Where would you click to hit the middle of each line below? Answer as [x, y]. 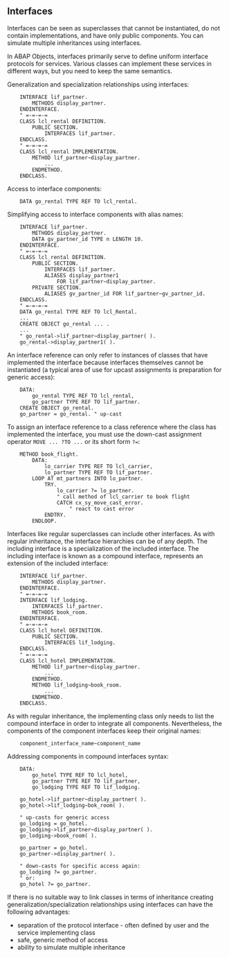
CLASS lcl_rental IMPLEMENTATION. [69, 152]
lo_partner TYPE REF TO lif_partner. [99, 472]
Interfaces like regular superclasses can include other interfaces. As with [111, 533]
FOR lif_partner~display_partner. [106, 281]
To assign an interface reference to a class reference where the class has [112, 427]
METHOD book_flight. [49, 454]
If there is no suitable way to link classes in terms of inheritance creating [110, 897]
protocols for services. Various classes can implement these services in [110, 63]
